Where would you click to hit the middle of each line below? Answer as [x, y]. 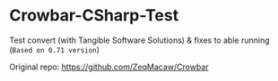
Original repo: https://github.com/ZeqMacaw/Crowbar [109, 67]
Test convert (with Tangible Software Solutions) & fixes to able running [139, 40]
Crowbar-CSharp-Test [94, 16]
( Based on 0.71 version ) [55, 49]
